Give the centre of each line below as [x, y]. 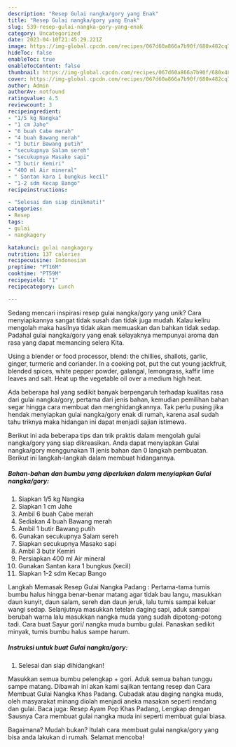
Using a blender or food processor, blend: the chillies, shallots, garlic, [108, 356]
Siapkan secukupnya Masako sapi [67, 543]
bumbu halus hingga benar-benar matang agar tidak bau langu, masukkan [115, 594]
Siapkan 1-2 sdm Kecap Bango [62, 573]
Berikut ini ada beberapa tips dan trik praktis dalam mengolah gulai [104, 435]
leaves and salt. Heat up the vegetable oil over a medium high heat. [105, 378]
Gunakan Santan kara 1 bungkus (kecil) [75, 566]
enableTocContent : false [44, 66]
